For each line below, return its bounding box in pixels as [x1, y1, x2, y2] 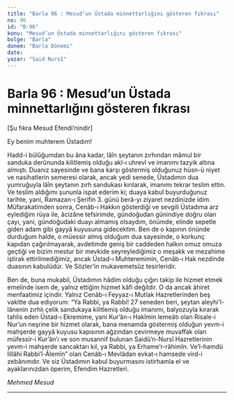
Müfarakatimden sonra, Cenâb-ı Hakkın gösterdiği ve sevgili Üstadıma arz [7, 202, 219, 211]
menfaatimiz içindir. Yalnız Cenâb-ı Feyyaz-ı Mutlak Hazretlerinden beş [7, 290, 211, 299]
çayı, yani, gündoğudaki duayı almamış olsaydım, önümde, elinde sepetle [7, 217, 217, 225]
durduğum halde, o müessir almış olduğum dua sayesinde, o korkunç [7, 232, 205, 241]
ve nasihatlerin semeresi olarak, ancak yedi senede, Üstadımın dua [7, 172, 199, 182]
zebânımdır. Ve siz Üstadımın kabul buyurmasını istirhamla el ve [7, 357, 189, 365]
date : [7, 50, 23, 57]
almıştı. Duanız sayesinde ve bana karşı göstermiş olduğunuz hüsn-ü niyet [7, 165, 221, 174]
